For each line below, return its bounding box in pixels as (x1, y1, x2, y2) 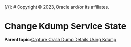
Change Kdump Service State (4, 21, 127, 32)
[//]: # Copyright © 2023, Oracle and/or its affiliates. (4, 4, 109, 10)
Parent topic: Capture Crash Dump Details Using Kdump (4, 36, 117, 42)
